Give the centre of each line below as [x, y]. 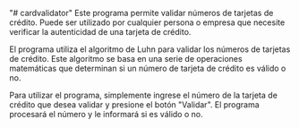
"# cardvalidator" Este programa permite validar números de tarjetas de [141, 13]
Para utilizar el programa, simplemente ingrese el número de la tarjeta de [143, 95]
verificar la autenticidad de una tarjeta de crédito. [100, 32]
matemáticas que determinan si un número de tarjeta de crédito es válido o [148, 68]
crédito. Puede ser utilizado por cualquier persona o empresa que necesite [147, 22]
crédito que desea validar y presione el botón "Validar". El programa [134, 105]
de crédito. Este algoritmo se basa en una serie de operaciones [126, 59]
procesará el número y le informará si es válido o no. [106, 114]
